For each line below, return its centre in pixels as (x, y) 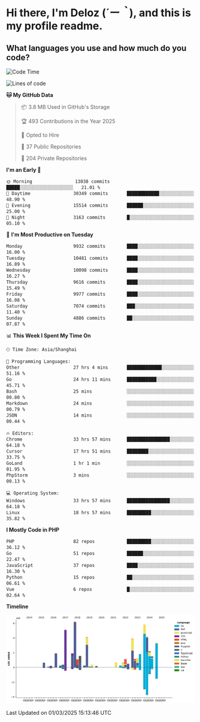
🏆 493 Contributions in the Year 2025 (68, 121)
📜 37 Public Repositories (51, 147)
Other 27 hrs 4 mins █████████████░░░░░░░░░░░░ (100, 368)
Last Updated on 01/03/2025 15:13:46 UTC (59, 712)
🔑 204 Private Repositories (54, 158)
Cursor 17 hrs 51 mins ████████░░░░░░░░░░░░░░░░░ (100, 451)
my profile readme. (54, 26)
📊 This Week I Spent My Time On (49, 336)
